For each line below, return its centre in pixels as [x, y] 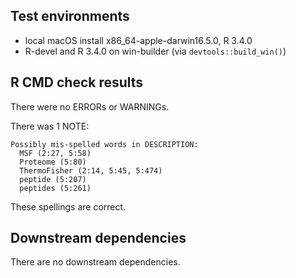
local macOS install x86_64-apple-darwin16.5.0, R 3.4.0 [138, 40]
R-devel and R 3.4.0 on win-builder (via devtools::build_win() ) [155, 51]
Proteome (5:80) [53, 162]
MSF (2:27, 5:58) [55, 153]
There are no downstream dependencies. [95, 262]
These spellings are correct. [68, 206]
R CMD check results [77, 82]
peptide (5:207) [53, 179]
